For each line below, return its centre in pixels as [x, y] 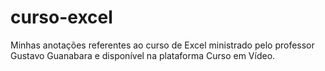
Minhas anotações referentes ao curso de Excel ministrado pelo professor [162, 45]
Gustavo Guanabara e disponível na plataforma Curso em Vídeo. [143, 55]
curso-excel [61, 17]
